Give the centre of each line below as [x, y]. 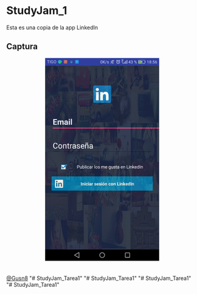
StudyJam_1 [37, 11]
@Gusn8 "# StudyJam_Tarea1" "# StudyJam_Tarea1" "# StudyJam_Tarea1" [99, 278]
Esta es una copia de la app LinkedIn [52, 27]
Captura [22, 47]
